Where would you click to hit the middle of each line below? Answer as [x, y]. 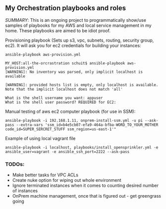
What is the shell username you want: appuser [54, 98]
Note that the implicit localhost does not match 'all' [64, 89]
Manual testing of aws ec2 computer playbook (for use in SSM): [70, 111]
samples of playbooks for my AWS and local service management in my [79, 25]
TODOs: [15, 164]
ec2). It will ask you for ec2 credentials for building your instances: [73, 45]
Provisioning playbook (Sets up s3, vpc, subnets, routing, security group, [80, 40]
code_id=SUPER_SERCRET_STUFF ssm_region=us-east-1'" [61, 129]
